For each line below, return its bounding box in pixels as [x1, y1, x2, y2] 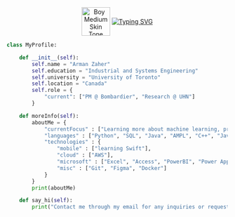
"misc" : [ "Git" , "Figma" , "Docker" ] [56, 164, 168, 171]
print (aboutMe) [32, 184, 76, 192]
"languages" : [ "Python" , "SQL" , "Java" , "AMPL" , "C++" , [43, 132, 215, 139]
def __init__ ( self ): [19, 54, 79, 61]
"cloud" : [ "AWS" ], [56, 152, 114, 159]
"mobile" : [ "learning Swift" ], [56, 145, 152, 152]
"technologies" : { [43, 138, 101, 146]
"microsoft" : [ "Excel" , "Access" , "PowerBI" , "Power [56, 158, 217, 165]
